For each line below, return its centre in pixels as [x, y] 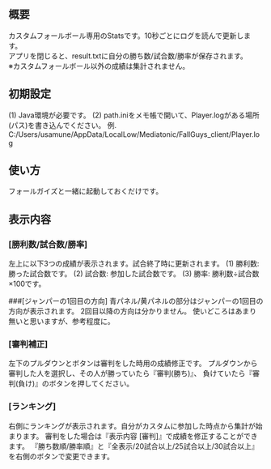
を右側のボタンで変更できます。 [61, 456]
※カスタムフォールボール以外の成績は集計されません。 [99, 66]
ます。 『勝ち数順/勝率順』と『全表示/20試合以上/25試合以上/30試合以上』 [133, 446]
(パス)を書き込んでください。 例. [63, 125]
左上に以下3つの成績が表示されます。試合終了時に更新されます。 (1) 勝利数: [134, 264]
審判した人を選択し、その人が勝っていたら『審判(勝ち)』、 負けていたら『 [131, 373]
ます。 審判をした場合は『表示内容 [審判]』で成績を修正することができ [140, 436]
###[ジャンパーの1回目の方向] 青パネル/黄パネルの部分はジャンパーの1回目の [136, 301]
